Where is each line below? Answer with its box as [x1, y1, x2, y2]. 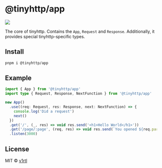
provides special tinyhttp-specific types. [5, 33, 85, 39]
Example [5, 74, 32, 82]
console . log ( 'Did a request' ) [13, 109, 75, 114]
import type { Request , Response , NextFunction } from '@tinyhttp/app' [5, 91, 152, 96]
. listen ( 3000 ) [9, 132, 38, 137]
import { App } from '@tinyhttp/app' [5, 87, 81, 92]
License [5, 145, 29, 153]
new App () [5, 100, 25, 105]
